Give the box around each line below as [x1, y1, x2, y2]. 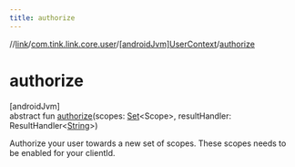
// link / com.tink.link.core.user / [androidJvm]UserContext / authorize [9, 38, 255, 49]
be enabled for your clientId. [9, 147, 116, 158]
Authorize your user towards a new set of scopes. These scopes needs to [9, 138, 287, 149]
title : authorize [9, 13, 76, 23]
